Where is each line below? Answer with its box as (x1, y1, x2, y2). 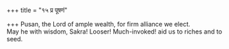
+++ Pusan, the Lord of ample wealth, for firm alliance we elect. (6, 20, 190, 28)
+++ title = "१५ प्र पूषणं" (6, 6, 68, 14)
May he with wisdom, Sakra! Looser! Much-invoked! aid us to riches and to (6, 27, 223, 36)
